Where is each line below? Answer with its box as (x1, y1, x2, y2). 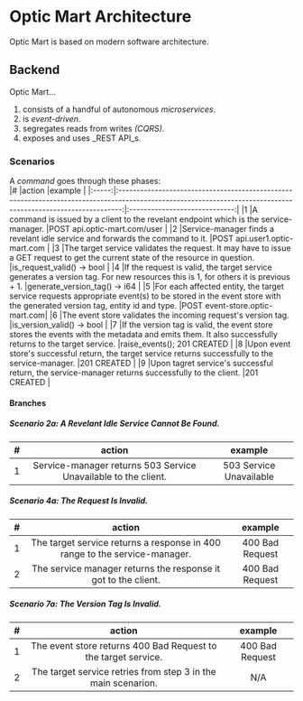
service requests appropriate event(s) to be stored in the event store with (9, 291, 281, 301)
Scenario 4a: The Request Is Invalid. (9, 495, 149, 506)
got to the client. (91, 573, 161, 586)
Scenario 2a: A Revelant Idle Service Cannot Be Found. (9, 418, 220, 429)
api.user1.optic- (235, 233, 294, 244)
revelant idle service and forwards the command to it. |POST (9, 233, 234, 244)
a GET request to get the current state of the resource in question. (9, 253, 255, 263)
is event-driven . (22, 113, 81, 124)
